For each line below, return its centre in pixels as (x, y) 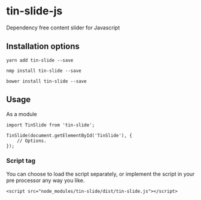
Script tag (21, 161)
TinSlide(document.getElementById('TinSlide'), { (69, 135)
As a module (22, 114)
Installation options (43, 46)
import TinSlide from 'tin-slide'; (51, 125)
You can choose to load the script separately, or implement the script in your (100, 174)
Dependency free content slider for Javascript (63, 28)
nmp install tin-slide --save (44, 71)
